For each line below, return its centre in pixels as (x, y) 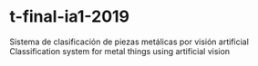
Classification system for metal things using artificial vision (120, 51)
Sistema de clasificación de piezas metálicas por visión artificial (129, 42)
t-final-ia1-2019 (70, 17)
